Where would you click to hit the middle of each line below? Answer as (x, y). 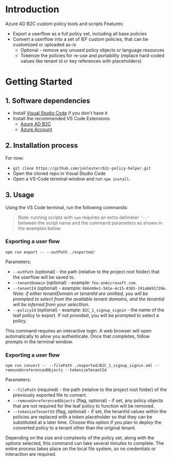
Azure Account (36, 129)
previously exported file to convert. (50, 395)
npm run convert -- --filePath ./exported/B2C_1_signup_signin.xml (79, 366)
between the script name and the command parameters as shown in (90, 223)
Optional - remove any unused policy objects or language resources (92, 50)
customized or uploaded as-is (44, 44)
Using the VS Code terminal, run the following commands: (67, 207)
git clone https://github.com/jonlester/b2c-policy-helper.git (82, 168)
